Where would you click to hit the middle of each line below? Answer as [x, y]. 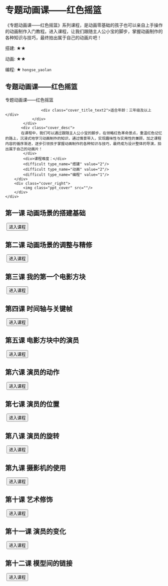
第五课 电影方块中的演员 [42, 341]
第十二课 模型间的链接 [39, 563]
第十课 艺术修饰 [29, 500]
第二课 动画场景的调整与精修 [49, 245]
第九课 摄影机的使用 [35, 468]
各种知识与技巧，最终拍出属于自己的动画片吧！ [53, 38]
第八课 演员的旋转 [32, 436]
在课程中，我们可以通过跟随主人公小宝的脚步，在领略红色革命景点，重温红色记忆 [91, 133]
